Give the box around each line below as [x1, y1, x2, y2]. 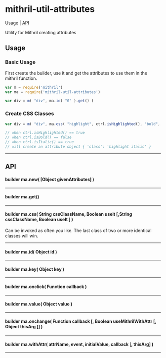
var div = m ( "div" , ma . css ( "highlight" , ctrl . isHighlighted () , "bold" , [5, 121, 161, 126]
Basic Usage [5, 59, 36, 65]
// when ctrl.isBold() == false [5, 135, 72, 140]
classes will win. [5, 233, 39, 239]
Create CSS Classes [5, 110, 54, 117]
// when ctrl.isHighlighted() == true [5, 130, 85, 135]
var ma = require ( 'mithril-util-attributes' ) [5, 89, 100, 95]
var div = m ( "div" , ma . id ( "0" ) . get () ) [5, 98, 94, 104]
